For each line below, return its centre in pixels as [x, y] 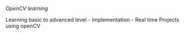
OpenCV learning [27, 8]
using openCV [23, 26]
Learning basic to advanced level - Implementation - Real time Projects [93, 20]
